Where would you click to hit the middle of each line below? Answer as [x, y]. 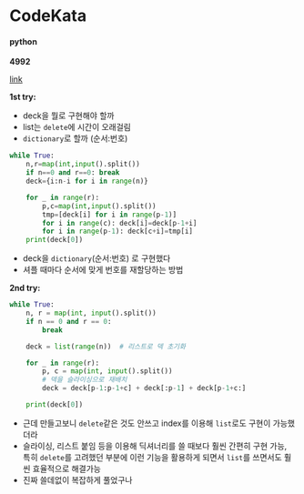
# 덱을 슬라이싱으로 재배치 [85, 380]
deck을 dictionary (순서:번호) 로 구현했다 [96, 258]
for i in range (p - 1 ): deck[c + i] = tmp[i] [118, 232]
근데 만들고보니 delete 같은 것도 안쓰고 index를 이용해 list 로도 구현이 [147, 423]
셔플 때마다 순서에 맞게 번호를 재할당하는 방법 [103, 270]
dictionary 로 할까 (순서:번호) [75, 138]
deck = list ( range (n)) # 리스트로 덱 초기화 [106, 347]
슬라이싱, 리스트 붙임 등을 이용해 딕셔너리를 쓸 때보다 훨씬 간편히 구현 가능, [155, 446]
